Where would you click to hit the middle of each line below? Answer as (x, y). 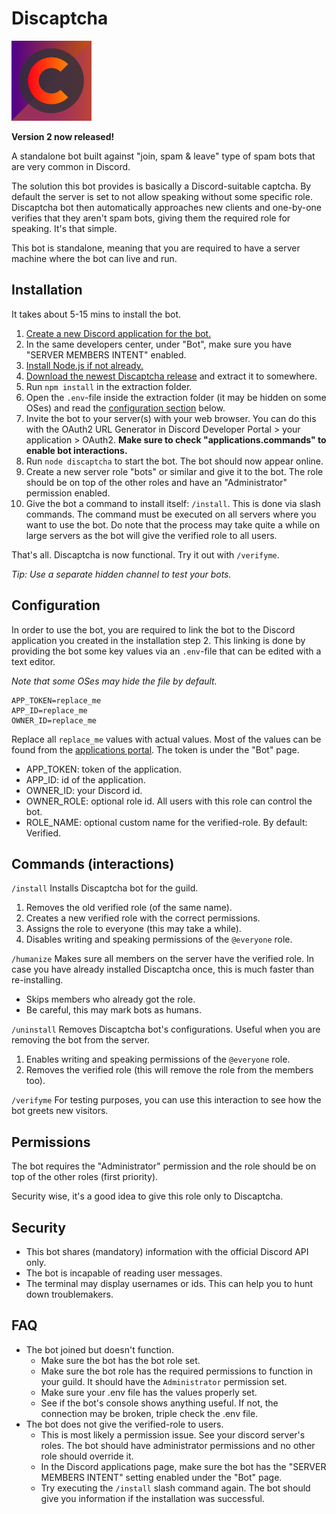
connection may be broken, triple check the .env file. (149, 1413)
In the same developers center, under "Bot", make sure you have (158, 344)
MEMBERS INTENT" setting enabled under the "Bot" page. (161, 1477)
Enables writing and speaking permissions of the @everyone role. (158, 1059)
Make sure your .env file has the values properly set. (149, 1392)
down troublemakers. (69, 1294)
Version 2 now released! (63, 136)
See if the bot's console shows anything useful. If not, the (159, 1403)
